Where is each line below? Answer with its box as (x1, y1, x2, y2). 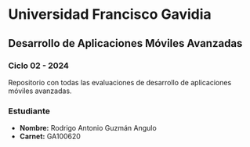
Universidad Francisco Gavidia (8, 5, 212, 23)
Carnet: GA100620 (19, 131, 81, 142)
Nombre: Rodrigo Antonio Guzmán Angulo (19, 124, 157, 133)
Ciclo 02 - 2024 (8, 60, 69, 71)
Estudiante (8, 106, 51, 117)
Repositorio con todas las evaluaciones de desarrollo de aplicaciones (8, 77, 232, 87)
